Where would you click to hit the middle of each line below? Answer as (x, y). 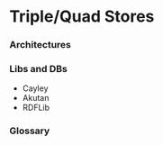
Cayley (35, 88)
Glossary (30, 131)
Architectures (41, 45)
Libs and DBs (38, 69)
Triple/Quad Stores (82, 17)
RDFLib (36, 108)
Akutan (36, 98)
